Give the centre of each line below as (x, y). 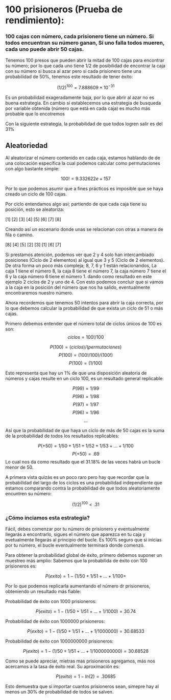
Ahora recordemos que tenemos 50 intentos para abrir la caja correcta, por (84, 303)
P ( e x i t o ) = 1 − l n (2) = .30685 (86, 676)
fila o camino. (20, 235)
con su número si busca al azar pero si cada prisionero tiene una (73, 71)
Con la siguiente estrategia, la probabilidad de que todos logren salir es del (84, 124)
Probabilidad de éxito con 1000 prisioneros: (51, 601)
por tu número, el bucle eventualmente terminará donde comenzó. (75, 545)
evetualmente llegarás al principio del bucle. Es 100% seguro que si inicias (83, 539)
